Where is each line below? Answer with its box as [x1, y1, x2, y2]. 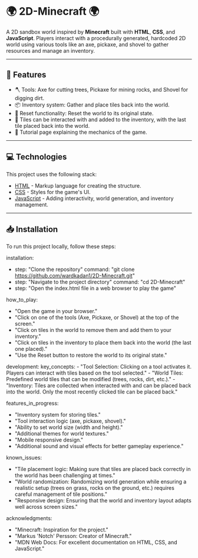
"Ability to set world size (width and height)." [14, 424, 123, 431]
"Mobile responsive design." [14, 436, 84, 444]
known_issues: [6, 454, 42, 462]
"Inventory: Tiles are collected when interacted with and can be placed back [6, 382, 192, 389]
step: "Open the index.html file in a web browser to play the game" [14, 285, 177, 292]
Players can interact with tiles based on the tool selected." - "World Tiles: [6, 369, 184, 376]
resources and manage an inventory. [6, 47, 95, 54]
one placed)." [14, 346, 48, 353]
